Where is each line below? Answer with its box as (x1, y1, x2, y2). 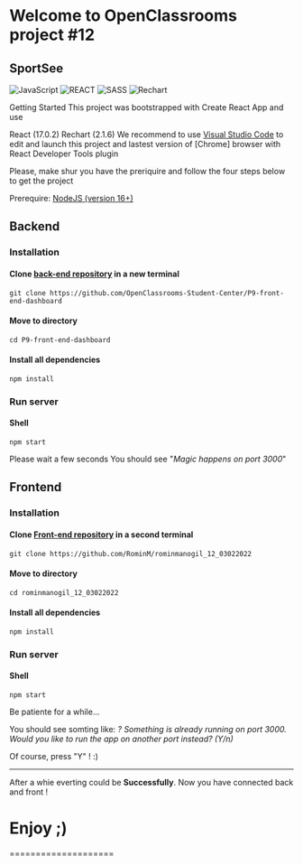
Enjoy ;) (9, 818, 68, 839)
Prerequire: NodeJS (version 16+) (9, 193, 133, 203)
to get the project (9, 175, 74, 186)
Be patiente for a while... (9, 706, 100, 718)
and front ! (9, 786, 49, 797)
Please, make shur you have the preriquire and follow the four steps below (9, 166, 286, 176)
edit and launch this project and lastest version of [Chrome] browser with (9, 139, 281, 149)
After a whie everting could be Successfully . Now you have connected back (9, 777, 294, 788)
